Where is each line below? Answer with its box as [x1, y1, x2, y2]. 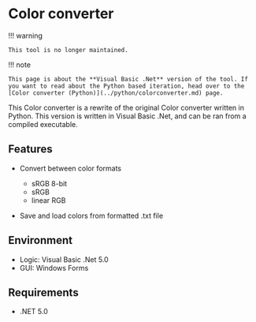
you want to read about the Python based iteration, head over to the [8, 82, 245, 90]
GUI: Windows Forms [19, 263, 89, 272]
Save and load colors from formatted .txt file [19, 211, 164, 220]
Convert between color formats [19, 163, 122, 173]
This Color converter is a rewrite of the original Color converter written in [8, 103, 244, 112]
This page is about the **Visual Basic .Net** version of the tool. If [8, 75, 248, 83]
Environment [8, 234, 73, 247]
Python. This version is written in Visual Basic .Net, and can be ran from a [8, 111, 247, 121]
